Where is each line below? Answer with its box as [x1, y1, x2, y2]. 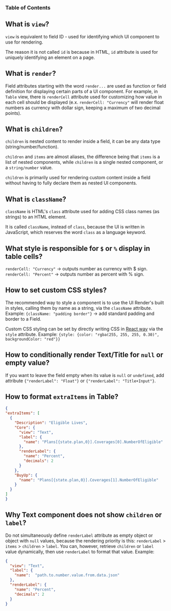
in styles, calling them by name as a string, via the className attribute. [5, 305, 152, 311]
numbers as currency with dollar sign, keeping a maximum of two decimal [5, 104, 161, 111]
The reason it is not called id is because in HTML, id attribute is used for [5, 49, 158, 55]
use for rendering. [5, 39, 43, 45]
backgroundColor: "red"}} [5, 336, 60, 342]
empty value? [5, 359, 50, 367]
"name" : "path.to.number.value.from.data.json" [14, 573, 120, 578]
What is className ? [5, 195, 66, 203]
